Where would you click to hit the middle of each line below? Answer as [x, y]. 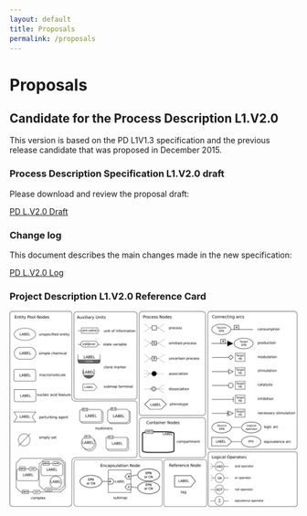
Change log [36, 235]
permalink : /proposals [53, 38]
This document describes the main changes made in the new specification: [151, 255]
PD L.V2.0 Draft [39, 211]
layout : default [40, 19]
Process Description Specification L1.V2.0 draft [117, 174]
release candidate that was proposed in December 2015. [116, 150]
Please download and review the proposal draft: [100, 194]
